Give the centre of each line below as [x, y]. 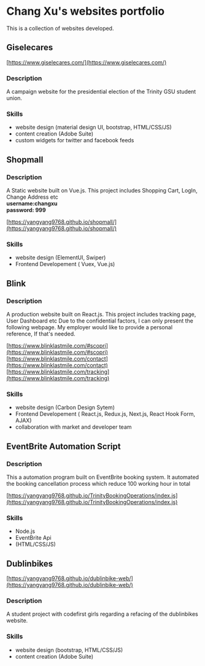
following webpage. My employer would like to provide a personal [90, 327]
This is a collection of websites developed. [60, 28]
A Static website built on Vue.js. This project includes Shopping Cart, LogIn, [102, 191]
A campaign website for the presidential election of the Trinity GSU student [101, 92]
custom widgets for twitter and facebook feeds [75, 140]
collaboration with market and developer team [73, 427]
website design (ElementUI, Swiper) [60, 258]
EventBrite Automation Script [64, 446]
